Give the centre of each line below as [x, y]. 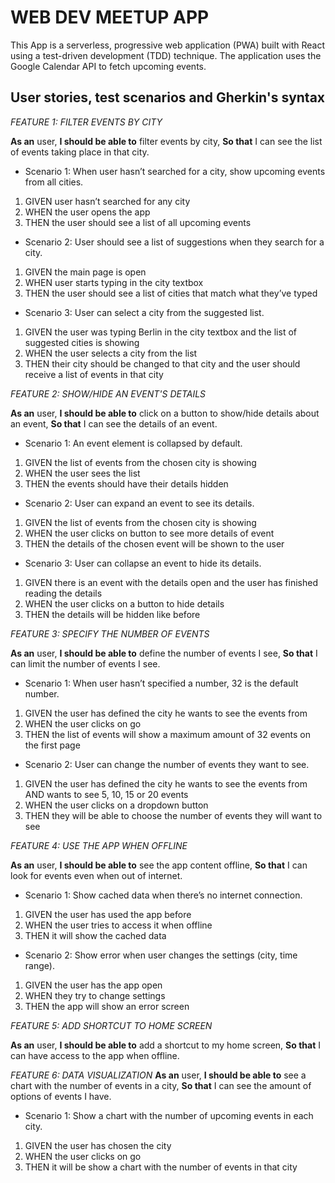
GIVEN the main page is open [85, 272]
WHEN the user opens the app [87, 212]
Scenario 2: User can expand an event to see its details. [139, 503]
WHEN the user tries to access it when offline [118, 925]
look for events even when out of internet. [96, 875]
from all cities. [54, 182]
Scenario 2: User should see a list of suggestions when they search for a [174, 242]
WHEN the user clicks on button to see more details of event [149, 533]
